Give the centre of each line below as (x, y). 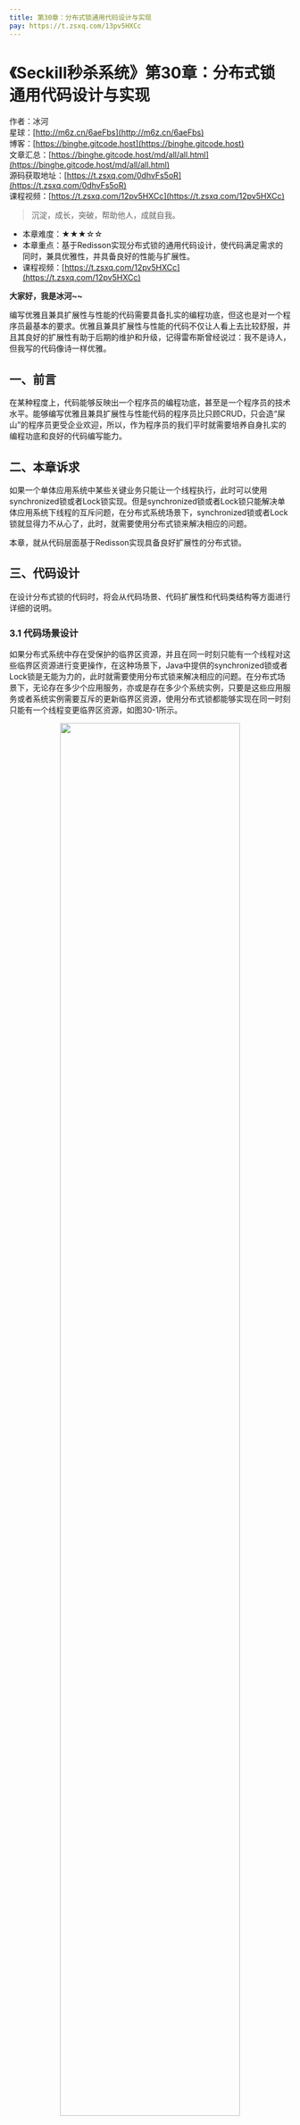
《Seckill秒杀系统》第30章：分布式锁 (142, 73)
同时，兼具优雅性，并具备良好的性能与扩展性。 (108, 256)
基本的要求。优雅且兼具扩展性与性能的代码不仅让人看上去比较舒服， (158, 326)
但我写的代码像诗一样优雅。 (60, 348)
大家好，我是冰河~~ (46, 296)
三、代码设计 (45, 574)
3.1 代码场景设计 (44, 633)
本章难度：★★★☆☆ (62, 234)
